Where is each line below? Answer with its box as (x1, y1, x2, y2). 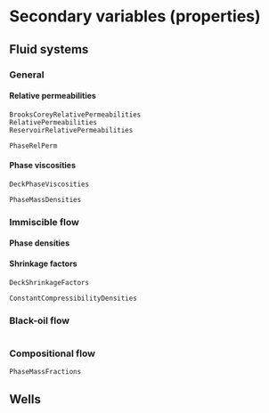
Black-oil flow (9, 314, 70, 327)
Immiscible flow (9, 215, 80, 228)
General (9, 69, 45, 81)
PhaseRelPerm (9, 141, 58, 150)
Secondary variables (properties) (9, 6, 261, 27)
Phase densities (9, 238, 70, 248)
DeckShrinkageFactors (9, 278, 90, 287)
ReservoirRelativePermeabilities (9, 126, 134, 134)
